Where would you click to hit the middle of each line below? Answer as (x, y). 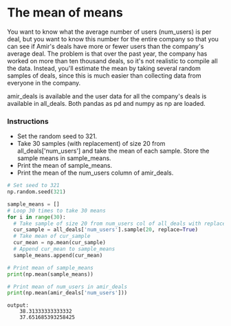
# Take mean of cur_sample (52, 236)
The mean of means (65, 13)
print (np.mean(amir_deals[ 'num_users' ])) (67, 293)
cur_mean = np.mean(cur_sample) (60, 243)
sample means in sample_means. (64, 158)
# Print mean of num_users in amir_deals (67, 287)
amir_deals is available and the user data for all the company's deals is (107, 96)
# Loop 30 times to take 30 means (57, 210)
